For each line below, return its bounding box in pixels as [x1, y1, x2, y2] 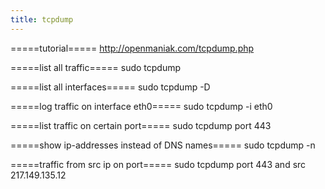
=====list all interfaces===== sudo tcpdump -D [10, 81, 211, 93]
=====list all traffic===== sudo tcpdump [10, 61, 182, 73]
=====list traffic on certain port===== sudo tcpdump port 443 [10, 119, 272, 131]
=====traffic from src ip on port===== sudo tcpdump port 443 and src [10, 158, 307, 170]
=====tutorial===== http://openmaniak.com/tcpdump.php [10, 42, 255, 54]
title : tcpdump [10, 14, 74, 25]
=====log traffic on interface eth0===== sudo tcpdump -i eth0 [10, 100, 273, 112]
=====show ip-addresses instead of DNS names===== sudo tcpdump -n [10, 139, 316, 151]
